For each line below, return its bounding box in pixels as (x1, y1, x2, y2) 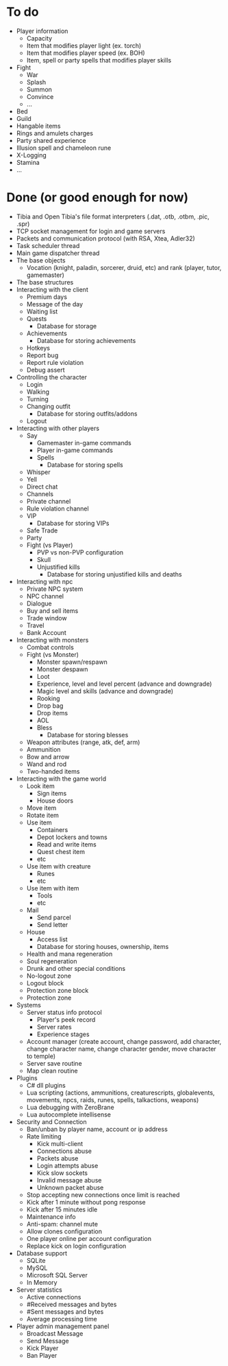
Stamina (16, 158, 40, 166)
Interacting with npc (16, 577, 73, 585)
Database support (16, 1249, 68, 1257)
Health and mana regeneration (26, 950, 113, 958)
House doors (36, 796, 73, 805)
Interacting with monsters (16, 636, 89, 644)
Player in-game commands (36, 446, 114, 454)
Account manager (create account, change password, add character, (26, 1037, 222, 1045)
